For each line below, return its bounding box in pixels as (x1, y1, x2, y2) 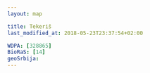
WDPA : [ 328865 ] (7, 42, 52, 49)
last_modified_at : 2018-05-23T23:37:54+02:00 (7, 29, 143, 36)
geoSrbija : (7, 55, 39, 62)
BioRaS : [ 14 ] (7, 48, 46, 56)
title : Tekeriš (7, 22, 52, 30)
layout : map (7, 10, 42, 18)
